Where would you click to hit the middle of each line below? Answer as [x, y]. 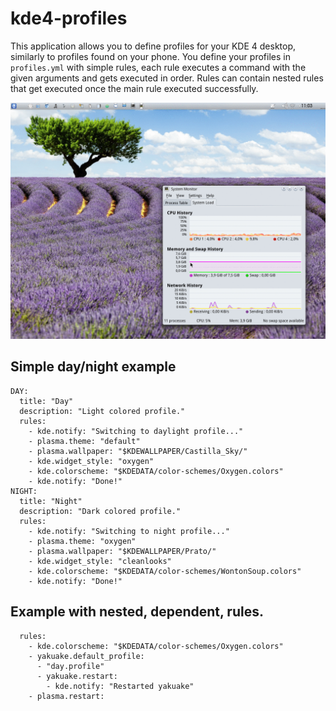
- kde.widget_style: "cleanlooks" [100, 561]
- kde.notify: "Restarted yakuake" [120, 686]
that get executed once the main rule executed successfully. [134, 88]
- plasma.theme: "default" [84, 441]
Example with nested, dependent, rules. [137, 612]
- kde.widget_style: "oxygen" [91, 461]
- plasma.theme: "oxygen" [82, 541]
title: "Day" [46, 401]
